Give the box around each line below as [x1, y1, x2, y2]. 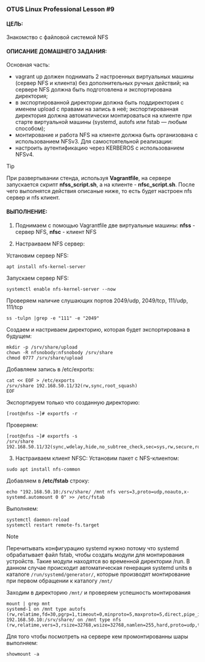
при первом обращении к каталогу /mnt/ [6, 577, 113, 584]
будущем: [6, 332, 32, 340]
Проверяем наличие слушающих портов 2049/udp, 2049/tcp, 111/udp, [6, 297, 188, 304]
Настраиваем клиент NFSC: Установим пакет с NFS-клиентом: [15, 454, 179, 462]
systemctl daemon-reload [6, 517, 70, 523]
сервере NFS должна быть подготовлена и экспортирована [15, 86, 172, 93]
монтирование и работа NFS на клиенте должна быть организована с [15, 131, 198, 139]
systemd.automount [6, 494, 53, 500]
